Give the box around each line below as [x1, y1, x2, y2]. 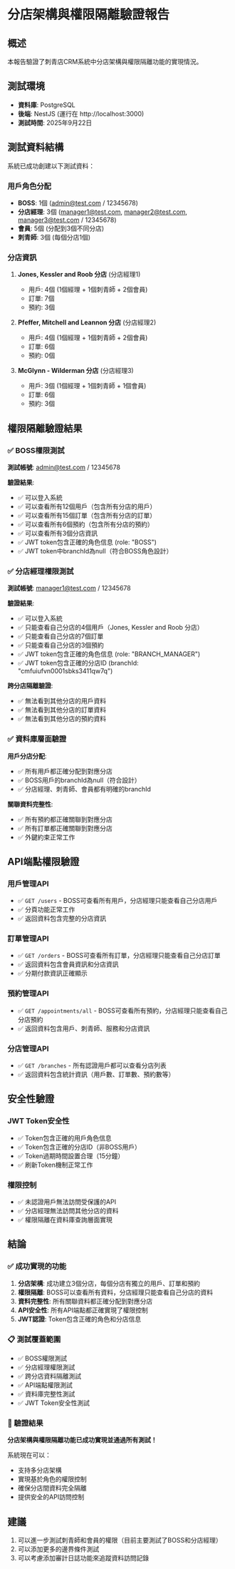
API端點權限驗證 [7, 855, 80, 867]
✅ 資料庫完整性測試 [17, 1390, 75, 1399]
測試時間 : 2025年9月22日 [17, 118, 93, 127]
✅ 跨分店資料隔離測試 [17, 1372, 82, 1381]
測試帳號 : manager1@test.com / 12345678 [7, 584, 131, 593]
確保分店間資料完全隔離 [17, 1484, 87, 1493]
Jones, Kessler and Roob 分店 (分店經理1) [17, 270, 141, 279]
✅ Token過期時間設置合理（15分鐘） [17, 1151, 125, 1160]
